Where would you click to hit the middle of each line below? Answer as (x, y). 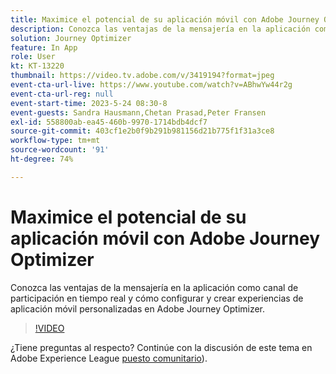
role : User (33, 57)
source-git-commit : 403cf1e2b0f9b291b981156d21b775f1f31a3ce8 (142, 131)
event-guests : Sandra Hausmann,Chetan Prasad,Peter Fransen (138, 112)
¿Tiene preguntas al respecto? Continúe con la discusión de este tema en (161, 347)
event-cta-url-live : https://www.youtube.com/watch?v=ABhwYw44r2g (151, 85)
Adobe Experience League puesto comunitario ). (109, 358)
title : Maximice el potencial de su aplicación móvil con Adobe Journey (165, 19)
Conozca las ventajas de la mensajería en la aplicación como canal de (154, 287)
